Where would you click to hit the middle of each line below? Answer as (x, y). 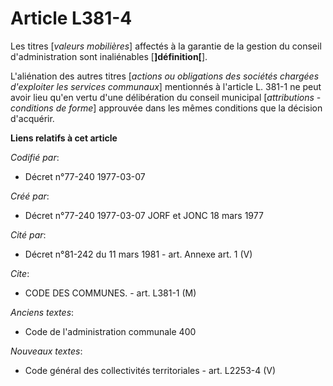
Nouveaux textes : (46, 351)
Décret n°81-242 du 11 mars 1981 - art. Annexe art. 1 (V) (138, 254)
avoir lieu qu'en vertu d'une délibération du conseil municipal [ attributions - (166, 97)
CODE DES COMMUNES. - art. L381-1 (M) (110, 293)
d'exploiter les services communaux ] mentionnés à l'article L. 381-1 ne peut (166, 86)
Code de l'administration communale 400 (110, 331)
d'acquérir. (32, 118)
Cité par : (28, 234)
